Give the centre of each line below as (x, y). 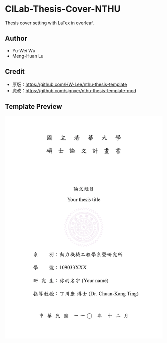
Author (16, 39)
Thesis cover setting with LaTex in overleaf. (50, 23)
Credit (15, 72)
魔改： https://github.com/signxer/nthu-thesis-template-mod (74, 90)
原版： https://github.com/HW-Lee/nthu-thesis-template (70, 84)
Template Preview (34, 107)
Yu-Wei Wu (24, 50)
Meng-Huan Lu (28, 56)
